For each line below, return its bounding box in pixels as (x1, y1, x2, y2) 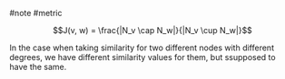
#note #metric (9, 8, 63, 18)
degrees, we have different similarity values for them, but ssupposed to (9, 52, 276, 62)
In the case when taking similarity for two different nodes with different (9, 42, 275, 53)
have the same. (9, 62, 67, 72)
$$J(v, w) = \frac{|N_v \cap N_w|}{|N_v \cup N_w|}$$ (53, 25, 252, 35)
